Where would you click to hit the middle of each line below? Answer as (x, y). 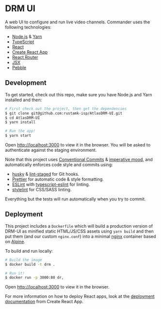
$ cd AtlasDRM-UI (23, 118)
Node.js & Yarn (27, 36)
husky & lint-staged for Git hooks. (46, 174)
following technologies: (28, 27)
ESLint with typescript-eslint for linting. (51, 184)
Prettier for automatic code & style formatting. (58, 179)
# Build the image (24, 260)
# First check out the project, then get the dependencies (66, 109)
